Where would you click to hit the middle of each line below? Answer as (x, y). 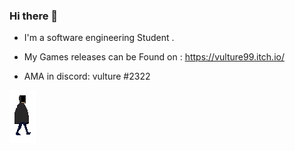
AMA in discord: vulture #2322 (87, 76)
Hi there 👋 (34, 16)
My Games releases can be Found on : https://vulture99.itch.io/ (154, 57)
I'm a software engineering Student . (99, 38)
